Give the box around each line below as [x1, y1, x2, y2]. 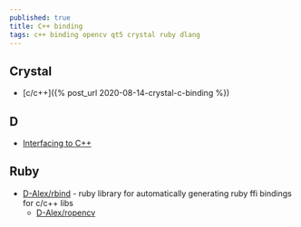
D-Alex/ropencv [35, 207, 96, 218]
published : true [9, 13, 71, 23]
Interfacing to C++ [22, 137, 92, 148]
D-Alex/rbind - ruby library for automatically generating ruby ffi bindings [22, 187, 292, 199]
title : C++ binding [9, 22, 83, 31]
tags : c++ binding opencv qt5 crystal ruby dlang [9, 30, 201, 39]
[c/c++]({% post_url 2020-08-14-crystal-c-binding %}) [22, 88, 230, 99]
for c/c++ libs [22, 197, 74, 208]
